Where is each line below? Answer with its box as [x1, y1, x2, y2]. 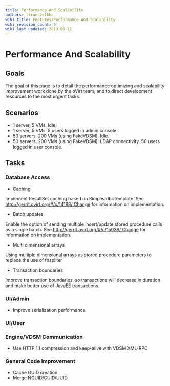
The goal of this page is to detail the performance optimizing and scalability [5, 83, 165, 89]
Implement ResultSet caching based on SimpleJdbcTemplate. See [5, 195, 144, 201]
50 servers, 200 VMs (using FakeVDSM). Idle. [12, 133, 110, 139]
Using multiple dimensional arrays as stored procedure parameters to [5, 252, 152, 258]
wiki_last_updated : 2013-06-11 [5, 27, 72, 32]
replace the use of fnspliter [5, 257, 62, 263]
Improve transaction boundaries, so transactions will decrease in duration [5, 277, 160, 283]
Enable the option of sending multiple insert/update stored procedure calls [5, 221, 162, 227]
